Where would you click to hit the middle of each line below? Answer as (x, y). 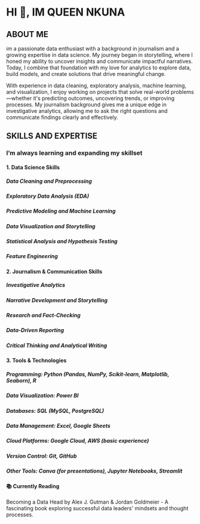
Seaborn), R (21, 380)
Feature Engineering (32, 256)
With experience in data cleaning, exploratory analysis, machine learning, (96, 85)
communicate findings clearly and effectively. (62, 117)
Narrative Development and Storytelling (57, 300)
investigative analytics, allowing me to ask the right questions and (87, 111)
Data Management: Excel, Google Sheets (58, 425)
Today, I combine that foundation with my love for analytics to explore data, (99, 68)
